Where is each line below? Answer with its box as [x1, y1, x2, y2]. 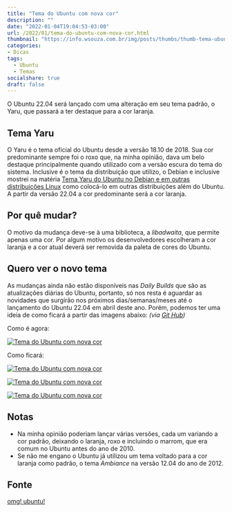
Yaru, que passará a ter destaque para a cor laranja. [7, 107, 155, 116]
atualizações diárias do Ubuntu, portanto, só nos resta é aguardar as [7, 289, 202, 297]
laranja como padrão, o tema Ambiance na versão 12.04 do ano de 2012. [17, 459, 224, 467]
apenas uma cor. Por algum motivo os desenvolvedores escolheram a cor [7, 235, 216, 244]
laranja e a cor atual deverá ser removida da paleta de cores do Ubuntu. [7, 243, 212, 251]
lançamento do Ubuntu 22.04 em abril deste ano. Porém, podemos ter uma [7, 303, 221, 311]
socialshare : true [7, 74, 60, 82]
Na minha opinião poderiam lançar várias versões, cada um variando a [17, 430, 218, 438]
